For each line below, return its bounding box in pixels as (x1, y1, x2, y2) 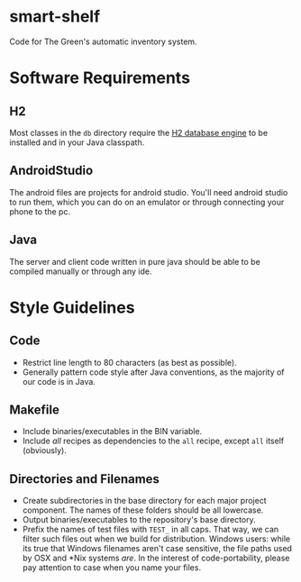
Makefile (9, 402, 60, 417)
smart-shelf (9, 6, 101, 27)
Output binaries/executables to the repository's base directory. (22, 514, 257, 525)
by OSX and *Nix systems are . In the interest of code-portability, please (22, 552, 290, 564)
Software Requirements (9, 68, 191, 88)
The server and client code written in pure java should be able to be (9, 256, 261, 267)
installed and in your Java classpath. (9, 137, 145, 148)
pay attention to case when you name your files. (22, 562, 201, 573)
